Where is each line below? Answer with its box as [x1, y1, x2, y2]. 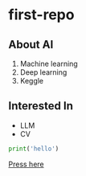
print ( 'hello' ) [8, 145, 59, 153]
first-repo [8, 6, 75, 24]
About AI [8, 38, 54, 51]
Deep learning [19, 68, 68, 77]
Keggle [19, 76, 44, 85]
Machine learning [19, 59, 78, 68]
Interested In [8, 99, 74, 113]
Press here [8, 159, 44, 169]
